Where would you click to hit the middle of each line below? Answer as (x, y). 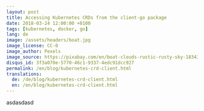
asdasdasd (20, 103)
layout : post (23, 12)
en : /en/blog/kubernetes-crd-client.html (65, 86)
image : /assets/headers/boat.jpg (49, 40)
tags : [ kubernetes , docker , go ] (47, 29)
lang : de (17, 35)
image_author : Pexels (34, 52)
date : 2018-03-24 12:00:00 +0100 (49, 23)
